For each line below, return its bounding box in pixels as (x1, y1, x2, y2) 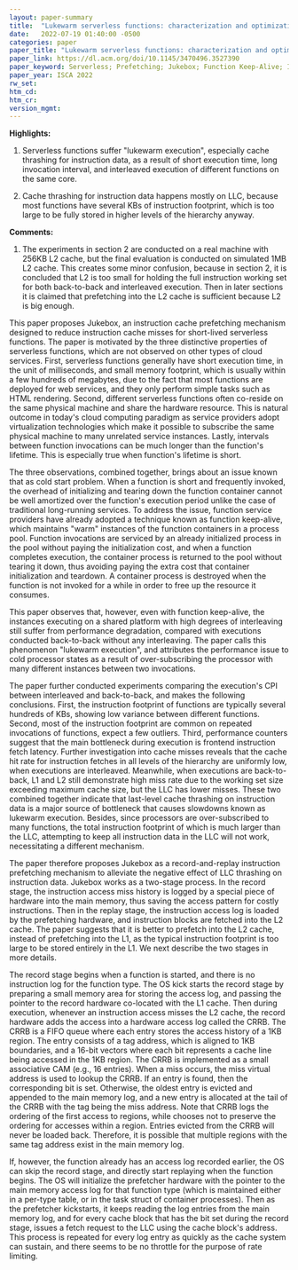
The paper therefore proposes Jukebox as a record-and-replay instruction (9, 858, 281, 869)
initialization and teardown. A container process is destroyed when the (9, 571, 267, 581)
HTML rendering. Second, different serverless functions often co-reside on (9, 393, 284, 404)
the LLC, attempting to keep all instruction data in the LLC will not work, (9, 832, 271, 842)
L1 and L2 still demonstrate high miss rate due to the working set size (31, 775, 284, 785)
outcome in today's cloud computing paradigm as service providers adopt (9, 412, 280, 422)
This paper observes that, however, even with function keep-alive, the (9, 607, 265, 618)
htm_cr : (9, 95, 38, 105)
